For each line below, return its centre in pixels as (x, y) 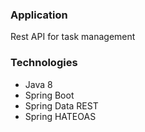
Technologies (44, 63)
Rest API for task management (73, 37)
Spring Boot (49, 95)
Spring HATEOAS (60, 116)
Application (39, 15)
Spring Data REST (61, 105)
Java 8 (38, 84)
